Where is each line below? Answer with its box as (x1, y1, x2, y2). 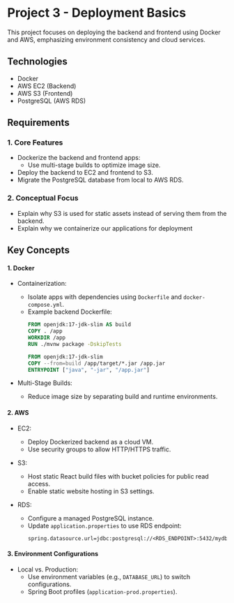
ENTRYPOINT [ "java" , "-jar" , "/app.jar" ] (27, 366, 150, 373)
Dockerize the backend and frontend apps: (17, 154, 141, 162)
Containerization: (17, 279, 68, 288)
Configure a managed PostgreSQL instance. (27, 514, 155, 522)
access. (27, 479, 51, 488)
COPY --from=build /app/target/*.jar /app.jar (27, 360, 166, 367)
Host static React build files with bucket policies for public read (27, 472, 209, 480)
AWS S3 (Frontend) (17, 89, 73, 97)
